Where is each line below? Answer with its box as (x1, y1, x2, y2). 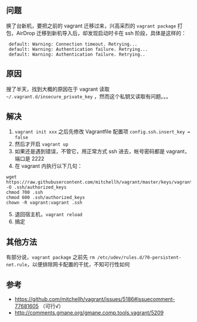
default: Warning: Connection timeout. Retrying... (8, 41, 138, 47)
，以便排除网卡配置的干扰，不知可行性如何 (27, 261, 130, 268)
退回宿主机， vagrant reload (14, 211, 83, 218)
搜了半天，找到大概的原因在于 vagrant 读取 (6, 85, 110, 93)
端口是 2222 (14, 155, 45, 162)
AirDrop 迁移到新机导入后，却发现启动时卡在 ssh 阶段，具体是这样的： (16, 29, 186, 36)
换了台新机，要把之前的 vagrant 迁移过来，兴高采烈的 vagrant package (6, 22, 176, 29)
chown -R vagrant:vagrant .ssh (6, 200, 83, 206)
